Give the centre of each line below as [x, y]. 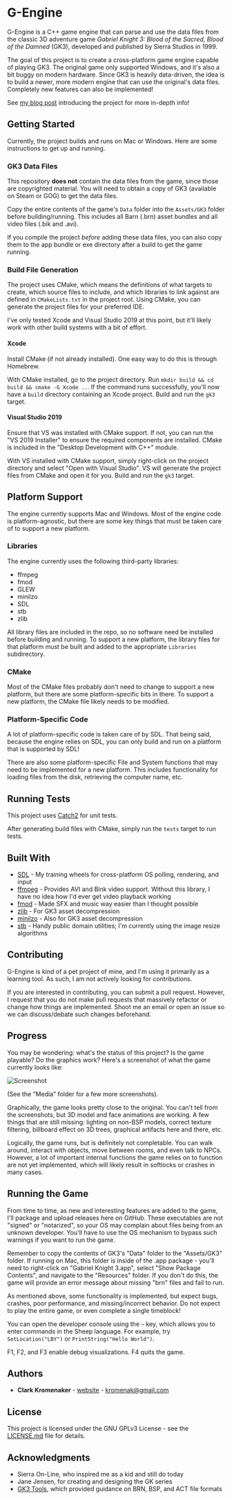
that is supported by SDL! [43, 749]
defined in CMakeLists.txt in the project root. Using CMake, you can [104, 300]
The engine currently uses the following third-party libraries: [93, 561]
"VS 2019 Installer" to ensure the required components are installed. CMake [115, 440]
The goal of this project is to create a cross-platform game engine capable [113, 59]
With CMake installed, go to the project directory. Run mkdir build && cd [110, 379]
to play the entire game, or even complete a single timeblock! [94, 1310]
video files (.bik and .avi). [43, 224]
